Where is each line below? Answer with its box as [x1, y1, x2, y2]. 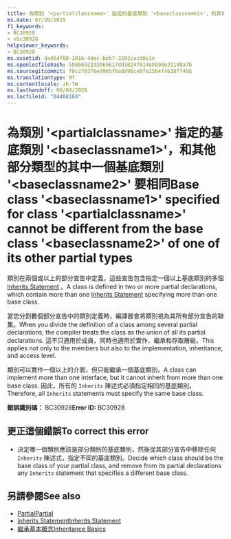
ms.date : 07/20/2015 [7, 17, 67, 23]
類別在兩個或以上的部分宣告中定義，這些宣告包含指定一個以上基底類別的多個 [7, 273, 224, 282]
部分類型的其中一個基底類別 [7, 160, 164, 176]
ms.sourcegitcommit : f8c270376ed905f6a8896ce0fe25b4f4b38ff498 [7, 67, 192, 74]
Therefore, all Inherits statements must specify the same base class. [7, 389, 204, 397]
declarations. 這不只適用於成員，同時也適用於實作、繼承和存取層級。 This [7, 336, 214, 344]
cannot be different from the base [7, 221, 203, 237]
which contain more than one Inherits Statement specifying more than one [7, 290, 218, 298]
